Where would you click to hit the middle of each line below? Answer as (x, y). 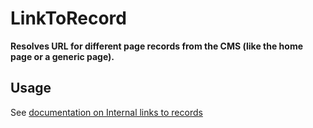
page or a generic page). (62, 56)
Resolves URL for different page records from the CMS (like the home (156, 46)
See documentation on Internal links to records (106, 112)
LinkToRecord (68, 18)
